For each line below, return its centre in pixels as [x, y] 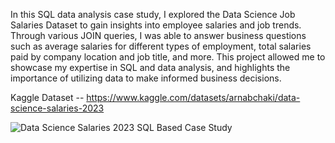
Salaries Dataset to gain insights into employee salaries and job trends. [156, 25]
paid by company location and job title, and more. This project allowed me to [168, 57]
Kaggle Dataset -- [47, 97]
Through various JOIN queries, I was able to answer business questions [158, 35]
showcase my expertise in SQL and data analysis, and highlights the [150, 67]
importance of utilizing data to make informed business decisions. [146, 78]
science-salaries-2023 [57, 108]
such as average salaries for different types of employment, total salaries [161, 46]
